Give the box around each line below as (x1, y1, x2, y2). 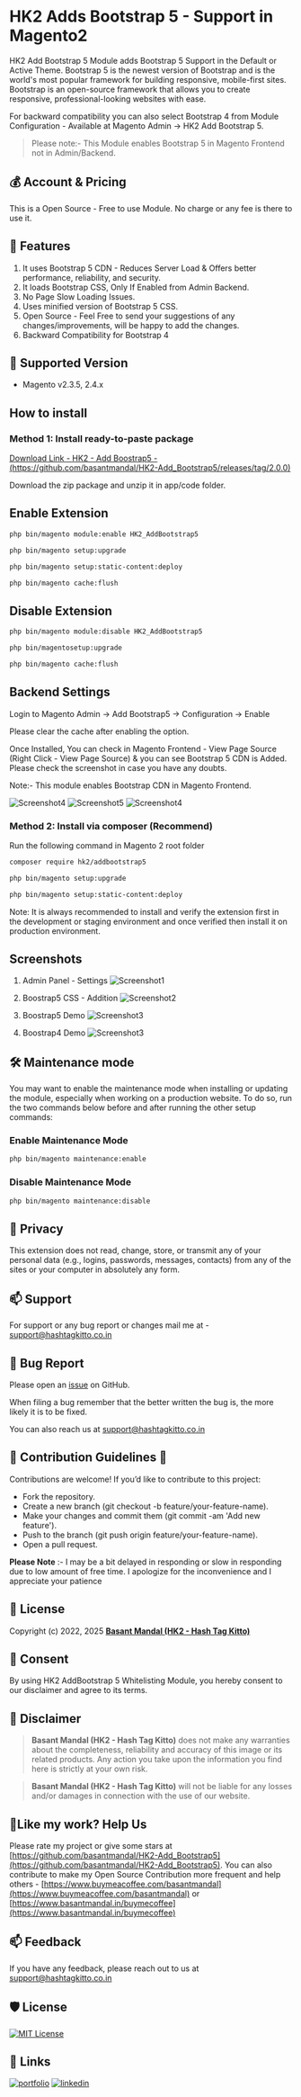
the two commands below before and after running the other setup (9, 1102, 256, 1113)
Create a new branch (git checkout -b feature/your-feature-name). (22, 1501, 270, 1511)
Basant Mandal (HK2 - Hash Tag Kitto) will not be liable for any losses (31, 1781, 293, 1792)
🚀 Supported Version (9, 355, 128, 371)
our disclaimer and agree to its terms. (9, 1685, 148, 1696)
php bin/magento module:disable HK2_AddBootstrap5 (9, 627, 203, 636)
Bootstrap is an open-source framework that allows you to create (9, 84, 251, 94)
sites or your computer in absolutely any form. (9, 1264, 181, 1275)
